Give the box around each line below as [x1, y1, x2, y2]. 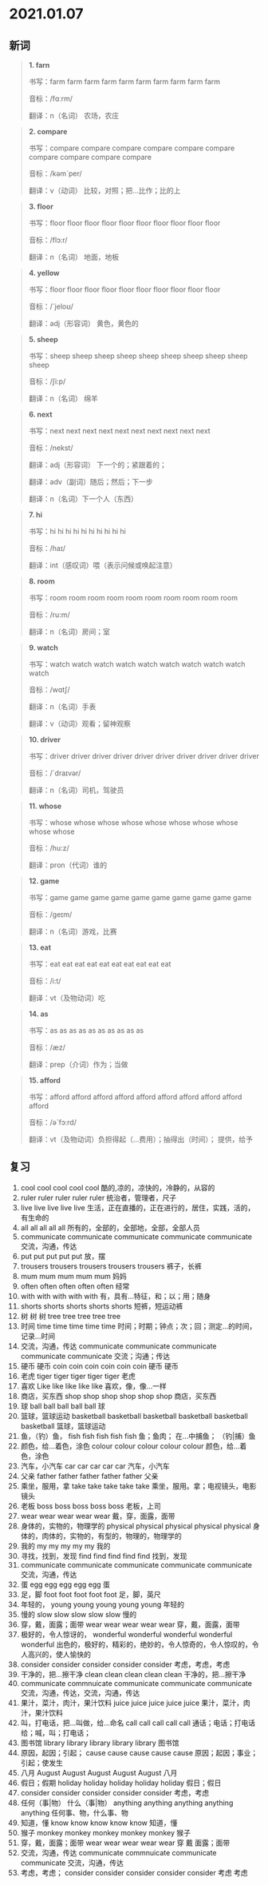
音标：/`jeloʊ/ [28, 301, 74, 311]
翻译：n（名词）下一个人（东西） [28, 494, 139, 504]
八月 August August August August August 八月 [20, 1767, 178, 1777]
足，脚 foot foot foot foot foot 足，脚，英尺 [20, 1589, 162, 1599]
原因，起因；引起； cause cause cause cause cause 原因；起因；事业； [20, 1748, 258, 1757]
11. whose [28, 801, 62, 811]
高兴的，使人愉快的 [27, 1649, 91, 1659]
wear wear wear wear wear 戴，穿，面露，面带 [20, 1511, 175, 1520]
